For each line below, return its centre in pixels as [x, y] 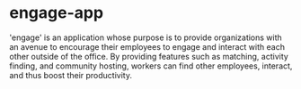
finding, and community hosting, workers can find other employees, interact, [151, 66]
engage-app [57, 13]
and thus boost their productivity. [71, 75]
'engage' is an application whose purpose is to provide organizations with [146, 37]
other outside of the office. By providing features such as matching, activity [149, 56]
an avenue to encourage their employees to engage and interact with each [147, 46]
